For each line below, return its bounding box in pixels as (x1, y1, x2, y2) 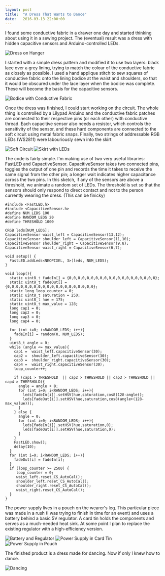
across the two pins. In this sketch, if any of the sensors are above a (5, 177, 144, 183)
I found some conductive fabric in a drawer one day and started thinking (5, 30, 152, 36)
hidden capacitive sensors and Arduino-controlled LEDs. (5, 41, 120, 46)
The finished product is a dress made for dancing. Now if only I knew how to (5, 550, 160, 556)
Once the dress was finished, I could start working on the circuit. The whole (5, 105, 159, 111)
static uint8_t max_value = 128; (9, 302, 78, 307)
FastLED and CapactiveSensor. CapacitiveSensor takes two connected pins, (5, 161, 160, 167)
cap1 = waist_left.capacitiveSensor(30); (14, 349, 102, 354)
